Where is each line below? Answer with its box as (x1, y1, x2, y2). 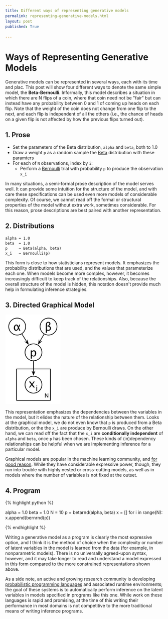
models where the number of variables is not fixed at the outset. (5, 472, 138, 478)
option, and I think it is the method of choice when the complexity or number (5, 540, 163, 546)
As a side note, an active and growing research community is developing (5, 576, 155, 582)
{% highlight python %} (5, 500, 54, 506)
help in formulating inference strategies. (5, 286, 88, 292)
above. (5, 566, 20, 572)
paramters (12, 155, 34, 161)
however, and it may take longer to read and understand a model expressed (5, 556, 161, 562)
